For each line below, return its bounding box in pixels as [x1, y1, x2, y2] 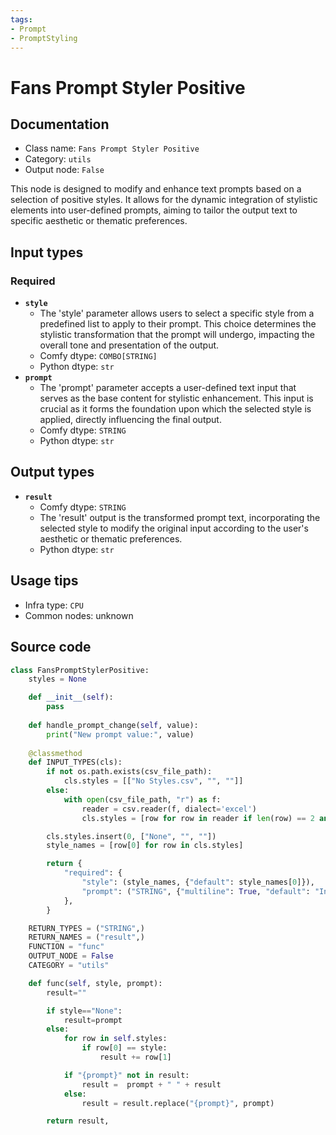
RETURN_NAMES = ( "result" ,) [28, 932, 145, 943]
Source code [10, 639, 92, 656]
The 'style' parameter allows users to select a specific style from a [39, 307, 315, 320]
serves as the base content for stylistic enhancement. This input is [39, 392, 314, 405]
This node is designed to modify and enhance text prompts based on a [10, 183, 302, 195]
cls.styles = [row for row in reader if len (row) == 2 [81, 813, 315, 823]
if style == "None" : [46, 1006, 123, 1016]
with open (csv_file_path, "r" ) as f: [63, 794, 222, 805]
